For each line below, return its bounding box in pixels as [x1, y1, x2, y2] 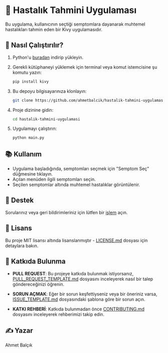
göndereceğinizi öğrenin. [12, 281, 64, 287]
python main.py [12, 135, 45, 140]
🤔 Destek [5, 196, 34, 205]
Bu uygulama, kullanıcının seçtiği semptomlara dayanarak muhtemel [5, 21, 145, 27]
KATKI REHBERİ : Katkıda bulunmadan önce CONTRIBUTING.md [12, 306, 144, 312]
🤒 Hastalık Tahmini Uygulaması [5, 5, 137, 16]
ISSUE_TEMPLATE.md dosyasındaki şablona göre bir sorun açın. [12, 296, 145, 302]
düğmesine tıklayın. [12, 171, 53, 177]
